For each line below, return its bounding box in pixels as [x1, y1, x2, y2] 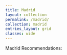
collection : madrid [5, 21, 47, 27]
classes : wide [5, 31, 36, 36]
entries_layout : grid [5, 26, 52, 32]
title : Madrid [5, 7, 36, 13]
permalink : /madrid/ [5, 17, 50, 22]
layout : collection [5, 12, 47, 17]
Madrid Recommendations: [5, 45, 62, 51]
